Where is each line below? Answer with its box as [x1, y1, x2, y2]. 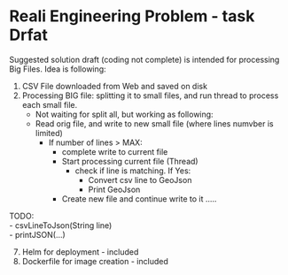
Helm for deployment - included [21, 246, 139, 257]
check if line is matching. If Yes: [74, 165, 191, 176]
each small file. [21, 99, 78, 110]
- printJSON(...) [9, 229, 66, 240]
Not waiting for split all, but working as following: [35, 109, 214, 119]
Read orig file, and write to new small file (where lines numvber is [35, 118, 274, 129]
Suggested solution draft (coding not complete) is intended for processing [9, 54, 280, 65]
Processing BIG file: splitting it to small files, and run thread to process [21, 90, 279, 101]
